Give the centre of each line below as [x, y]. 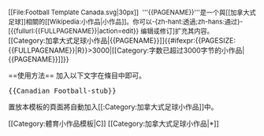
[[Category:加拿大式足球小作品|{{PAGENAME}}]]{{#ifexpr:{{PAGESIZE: [122, 40]
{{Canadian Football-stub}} [62, 91]
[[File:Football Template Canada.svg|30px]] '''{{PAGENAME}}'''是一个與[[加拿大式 [132, 12]
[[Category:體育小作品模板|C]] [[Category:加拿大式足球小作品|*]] [113, 123]
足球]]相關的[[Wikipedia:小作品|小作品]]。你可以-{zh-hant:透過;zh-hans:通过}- [126, 22]
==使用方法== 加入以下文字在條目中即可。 [77, 75]
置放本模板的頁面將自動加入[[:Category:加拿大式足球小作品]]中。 [113, 107]
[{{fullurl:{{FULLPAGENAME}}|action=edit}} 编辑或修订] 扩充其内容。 [111, 31]
